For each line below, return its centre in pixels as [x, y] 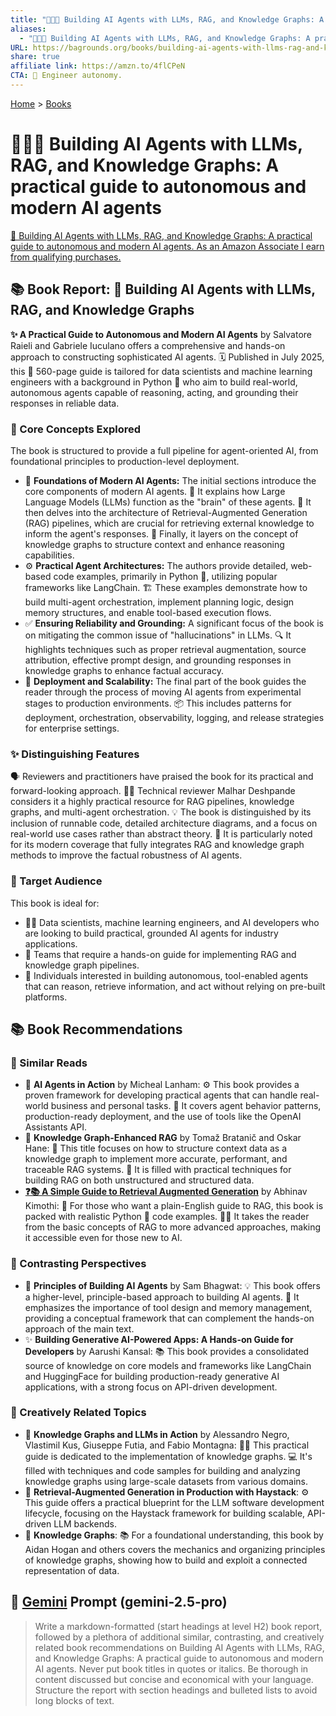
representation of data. [72, 1570]
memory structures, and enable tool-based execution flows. [148, 612]
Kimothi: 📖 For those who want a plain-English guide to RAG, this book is [174, 1206]
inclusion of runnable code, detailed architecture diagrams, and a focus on [164, 823]
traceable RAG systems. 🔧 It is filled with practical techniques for [158, 1170]
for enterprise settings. [72, 728]
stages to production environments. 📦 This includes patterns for [158, 703]
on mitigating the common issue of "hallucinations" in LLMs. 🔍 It [158, 635]
